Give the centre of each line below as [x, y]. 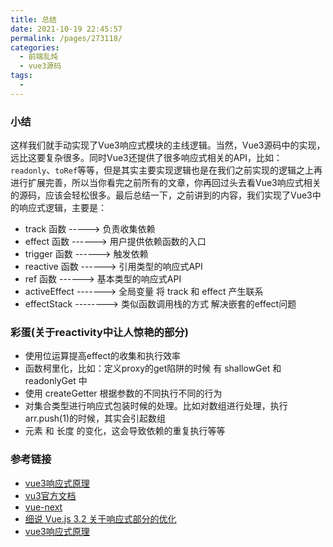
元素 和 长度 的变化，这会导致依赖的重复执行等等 [125, 431]
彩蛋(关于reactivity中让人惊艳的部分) [99, 332]
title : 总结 [33, 19]
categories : [35, 47]
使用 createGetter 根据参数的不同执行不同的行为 [123, 393]
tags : [21, 76]
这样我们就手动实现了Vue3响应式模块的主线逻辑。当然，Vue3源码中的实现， [168, 145]
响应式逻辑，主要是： [62, 208]
